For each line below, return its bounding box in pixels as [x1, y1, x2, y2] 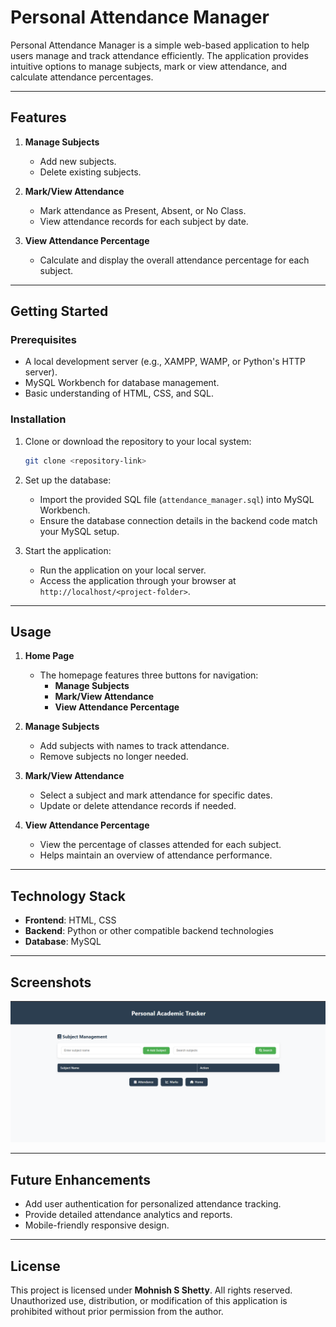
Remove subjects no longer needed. [39, 751, 189, 763]
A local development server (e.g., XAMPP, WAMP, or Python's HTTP [24, 356, 306, 368]
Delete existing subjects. [39, 166, 142, 178]
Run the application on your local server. [39, 564, 207, 576]
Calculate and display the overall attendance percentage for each [39, 254, 310, 266]
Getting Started [10, 303, 109, 320]
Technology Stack [10, 887, 126, 905]
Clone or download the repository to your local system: [24, 435, 252, 447]
